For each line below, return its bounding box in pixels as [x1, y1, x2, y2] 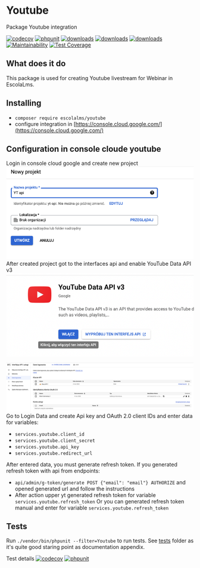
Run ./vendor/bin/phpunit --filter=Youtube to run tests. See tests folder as [6, 537, 194, 544]
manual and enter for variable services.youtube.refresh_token [14, 504, 169, 511]
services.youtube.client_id [14, 431, 85, 437]
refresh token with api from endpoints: [6, 467, 100, 474]
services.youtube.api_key [14, 444, 79, 450]
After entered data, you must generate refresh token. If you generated [6, 460, 177, 468]
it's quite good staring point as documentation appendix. [6, 544, 145, 551]
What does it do [6, 59, 66, 69]
